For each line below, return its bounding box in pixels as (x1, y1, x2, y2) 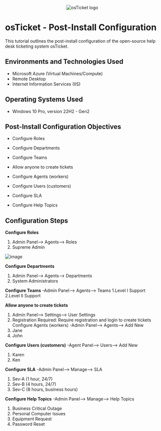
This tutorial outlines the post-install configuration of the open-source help (5, 38, 156, 44)
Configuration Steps (5, 216, 69, 225)
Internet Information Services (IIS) (12, 81, 81, 87)
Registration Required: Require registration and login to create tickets (12, 317, 152, 323)
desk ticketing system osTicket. (5, 43, 69, 49)
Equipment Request (12, 416, 52, 422)
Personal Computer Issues (12, 411, 66, 417)
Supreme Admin (12, 244, 45, 250)
